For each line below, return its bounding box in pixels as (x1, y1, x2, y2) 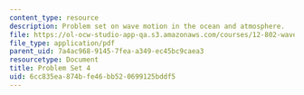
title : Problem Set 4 (9, 64, 91, 73)
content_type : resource (9, 13, 100, 23)
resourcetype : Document (9, 55, 100, 64)
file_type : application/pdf (9, 38, 116, 48)
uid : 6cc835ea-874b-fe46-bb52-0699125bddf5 (9, 72, 176, 81)
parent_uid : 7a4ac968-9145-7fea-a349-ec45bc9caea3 (9, 47, 204, 56)
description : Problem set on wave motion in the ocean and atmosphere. (9, 22, 285, 31)
